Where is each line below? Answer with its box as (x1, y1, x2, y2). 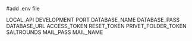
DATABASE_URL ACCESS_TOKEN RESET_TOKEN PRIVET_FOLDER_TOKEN (6, 23, 187, 29)
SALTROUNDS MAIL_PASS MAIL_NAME (6, 29, 103, 36)
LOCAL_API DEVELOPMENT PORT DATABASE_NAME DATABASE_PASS (6, 16, 180, 23)
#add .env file (6, 5, 40, 12)
